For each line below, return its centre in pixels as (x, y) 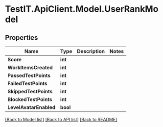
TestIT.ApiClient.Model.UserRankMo (82, 9)
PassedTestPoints (29, 76)
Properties (22, 38)
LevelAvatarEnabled (32, 107)
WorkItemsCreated (30, 67)
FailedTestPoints (27, 83)
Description (91, 51)
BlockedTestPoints (30, 99)
